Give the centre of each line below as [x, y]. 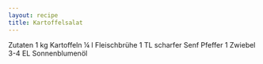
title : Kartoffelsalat [46, 23]
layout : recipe [33, 15]
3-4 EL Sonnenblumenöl [48, 53]
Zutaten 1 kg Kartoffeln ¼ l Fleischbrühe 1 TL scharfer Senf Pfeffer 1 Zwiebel [132, 44]
